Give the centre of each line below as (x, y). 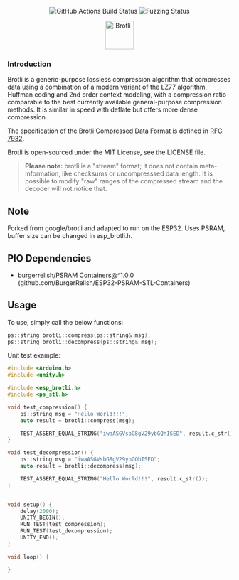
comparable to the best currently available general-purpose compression (115, 102)
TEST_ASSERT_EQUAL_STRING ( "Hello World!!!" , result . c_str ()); (114, 479)
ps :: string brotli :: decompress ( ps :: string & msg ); (83, 342)
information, (42, 173)
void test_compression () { (47, 407)
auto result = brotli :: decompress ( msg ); (81, 466)
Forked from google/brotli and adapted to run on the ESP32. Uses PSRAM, (116, 228)
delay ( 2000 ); (39, 511)
